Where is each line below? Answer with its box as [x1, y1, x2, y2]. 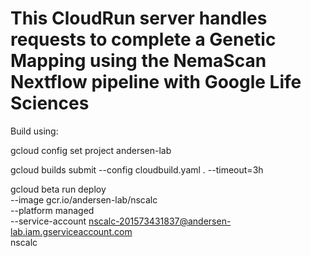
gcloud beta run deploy [10, 183, 107, 195]
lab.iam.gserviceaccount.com [10, 225, 133, 237]
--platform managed [10, 204, 95, 216]
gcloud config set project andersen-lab [10, 144, 172, 156]
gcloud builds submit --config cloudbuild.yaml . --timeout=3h [10, 163, 264, 176]
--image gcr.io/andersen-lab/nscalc [10, 193, 158, 206]
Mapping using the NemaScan [10, 50, 267, 72]
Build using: [10, 125, 59, 137]
